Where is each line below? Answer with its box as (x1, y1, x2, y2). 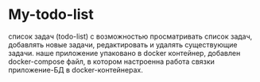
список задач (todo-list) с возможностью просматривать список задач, (8, 32, 253, 41)
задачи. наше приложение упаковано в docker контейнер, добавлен (8, 48, 241, 58)
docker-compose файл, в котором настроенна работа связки (8, 57, 215, 66)
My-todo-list (8, 6, 94, 24)
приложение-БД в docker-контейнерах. (8, 65, 143, 74)
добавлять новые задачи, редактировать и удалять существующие (8, 39, 238, 49)
